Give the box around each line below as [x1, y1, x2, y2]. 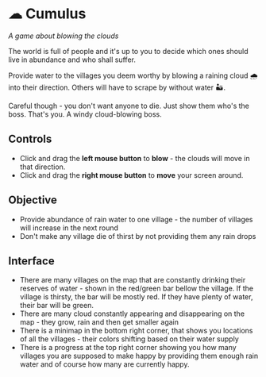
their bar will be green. [19, 301, 94, 310]
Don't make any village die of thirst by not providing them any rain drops [19, 231, 256, 240]
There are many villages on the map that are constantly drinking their [19, 275, 246, 285]
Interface [8, 254, 55, 267]
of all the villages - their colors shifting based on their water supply [19, 334, 240, 344]
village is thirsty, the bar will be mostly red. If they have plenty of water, [19, 292, 253, 302]
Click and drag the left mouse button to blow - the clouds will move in [19, 153, 250, 163]
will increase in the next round [19, 223, 119, 233]
